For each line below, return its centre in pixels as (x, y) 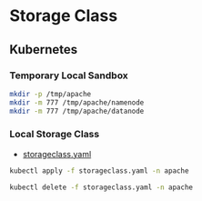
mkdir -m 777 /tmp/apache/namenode (77, 102)
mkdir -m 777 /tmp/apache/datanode (77, 111)
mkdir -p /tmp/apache (50, 94)
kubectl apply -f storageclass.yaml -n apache (99, 171)
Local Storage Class (55, 135)
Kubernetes (44, 50)
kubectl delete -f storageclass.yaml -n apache (101, 187)
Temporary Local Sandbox (69, 75)
